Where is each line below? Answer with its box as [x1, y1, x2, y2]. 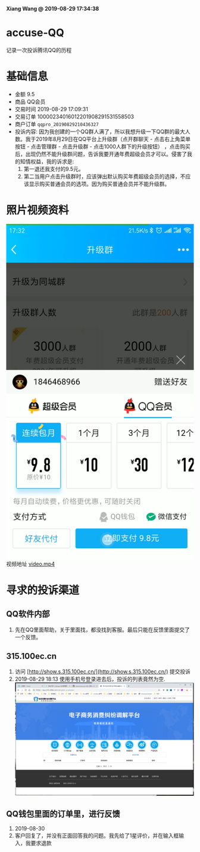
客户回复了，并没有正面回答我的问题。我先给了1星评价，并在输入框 [14, 832, 179, 839]
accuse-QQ [6, 26, 64, 39]
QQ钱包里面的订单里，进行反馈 [6, 808, 120, 819]
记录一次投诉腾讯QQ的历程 [6, 46, 72, 53]
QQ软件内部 [6, 609, 50, 619]
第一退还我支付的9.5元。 [23, 165, 85, 172]
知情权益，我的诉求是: [20, 158, 74, 165]
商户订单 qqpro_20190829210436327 [14, 120, 99, 127]
